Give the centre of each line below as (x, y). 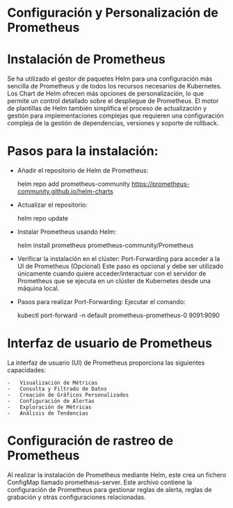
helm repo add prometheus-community (74, 184)
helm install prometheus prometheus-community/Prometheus (105, 246)
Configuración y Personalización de (113, 13)
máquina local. (38, 288)
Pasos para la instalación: (83, 151)
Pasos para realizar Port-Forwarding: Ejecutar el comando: (101, 302)
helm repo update (42, 219)
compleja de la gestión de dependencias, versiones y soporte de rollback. (113, 123)
